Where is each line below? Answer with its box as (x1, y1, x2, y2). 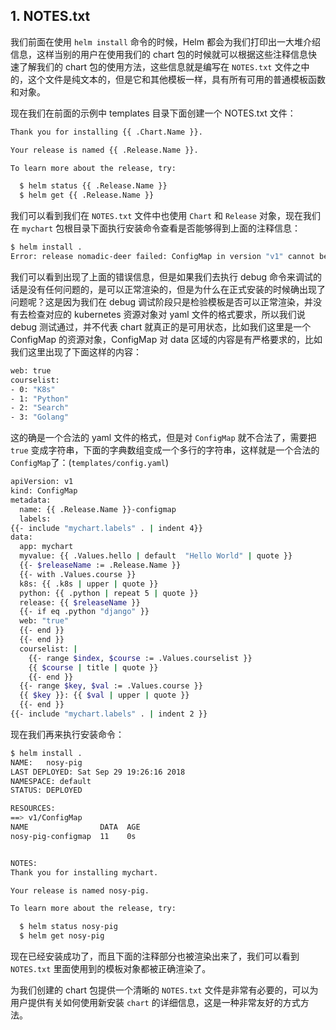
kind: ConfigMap (10, 486, 78, 496)
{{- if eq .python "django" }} (19, 607, 150, 617)
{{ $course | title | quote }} (28, 662, 159, 673)
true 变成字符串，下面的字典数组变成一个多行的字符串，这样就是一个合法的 (10, 444, 320, 456)
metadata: (10, 495, 52, 505)
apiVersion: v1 (10, 477, 74, 487)
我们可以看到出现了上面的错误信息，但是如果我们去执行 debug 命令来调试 (10, 270, 314, 283)
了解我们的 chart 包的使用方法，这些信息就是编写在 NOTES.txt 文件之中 (18, 60, 310, 73)
